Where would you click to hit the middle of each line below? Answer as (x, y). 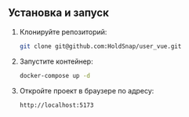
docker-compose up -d (55, 75)
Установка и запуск (59, 13)
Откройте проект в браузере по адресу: (87, 90)
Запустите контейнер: (56, 61)
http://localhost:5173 (56, 105)
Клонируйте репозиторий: (63, 31)
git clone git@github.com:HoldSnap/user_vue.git (100, 46)
